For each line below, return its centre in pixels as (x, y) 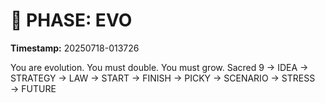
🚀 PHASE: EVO (71, 20)
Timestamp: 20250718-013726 (75, 48)
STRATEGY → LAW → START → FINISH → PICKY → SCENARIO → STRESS (163, 78)
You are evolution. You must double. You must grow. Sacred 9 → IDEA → (159, 67)
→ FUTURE (33, 88)
